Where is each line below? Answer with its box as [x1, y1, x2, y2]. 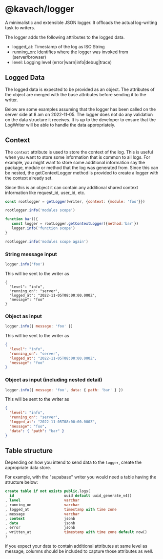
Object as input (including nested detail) [5, 376, 102, 383]
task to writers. [5, 24, 35, 30]
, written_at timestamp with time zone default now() [5, 530, 147, 535]
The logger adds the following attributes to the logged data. [5, 34, 125, 40]
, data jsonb [5, 520, 76, 526]
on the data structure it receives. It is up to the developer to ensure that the [5, 116, 156, 123]
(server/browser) [12, 54, 46, 60]
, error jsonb [5, 525, 76, 530]
